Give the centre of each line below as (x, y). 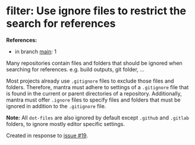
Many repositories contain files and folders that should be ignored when (94, 63)
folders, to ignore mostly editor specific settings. (65, 124)
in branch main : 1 (36, 51)
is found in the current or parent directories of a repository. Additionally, (94, 93)
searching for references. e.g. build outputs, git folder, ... (75, 69)
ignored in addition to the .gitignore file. (56, 106)
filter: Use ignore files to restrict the (96, 11)
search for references (61, 23)
